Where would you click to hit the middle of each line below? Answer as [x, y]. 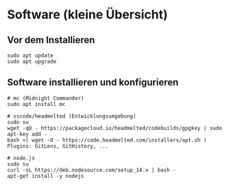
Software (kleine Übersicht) [87, 15]
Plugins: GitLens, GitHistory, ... [58, 146]
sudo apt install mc [37, 104]
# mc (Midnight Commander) [46, 98]
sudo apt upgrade [32, 62]
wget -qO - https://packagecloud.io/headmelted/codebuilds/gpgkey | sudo [115, 128]
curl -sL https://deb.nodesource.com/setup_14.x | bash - [92, 170]
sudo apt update [30, 55]
